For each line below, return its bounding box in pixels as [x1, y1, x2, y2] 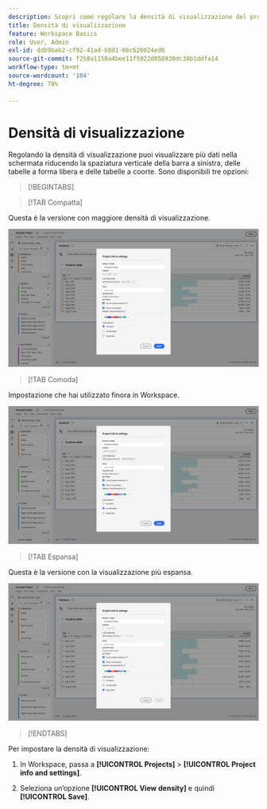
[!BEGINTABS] [27, 182, 75, 192]
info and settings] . [19, 768, 82, 778]
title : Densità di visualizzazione [8, 21, 126, 29]
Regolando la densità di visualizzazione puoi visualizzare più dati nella [8, 150, 238, 159]
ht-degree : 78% [8, 80, 59, 88]
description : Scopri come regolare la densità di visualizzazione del [8, 13, 247, 21]
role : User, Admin [8, 38, 69, 46]
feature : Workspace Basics [8, 29, 98, 37]
